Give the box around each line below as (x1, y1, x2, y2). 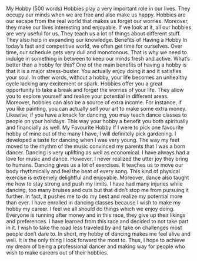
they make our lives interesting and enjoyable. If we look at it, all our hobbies (6, 24, 192, 31)
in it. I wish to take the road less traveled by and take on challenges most (6, 224, 182, 231)
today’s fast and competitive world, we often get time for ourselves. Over (6, 42, 183, 49)
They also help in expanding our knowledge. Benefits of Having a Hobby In (6, 37, 188, 43)
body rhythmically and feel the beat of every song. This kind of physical (6, 168, 181, 174)
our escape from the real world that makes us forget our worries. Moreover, (6, 18, 189, 24)
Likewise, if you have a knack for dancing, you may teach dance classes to (6, 111, 187, 118)
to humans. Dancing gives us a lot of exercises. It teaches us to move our (6, 161, 183, 169)
